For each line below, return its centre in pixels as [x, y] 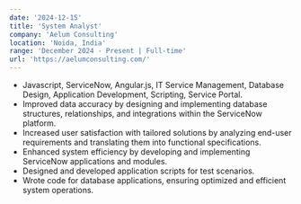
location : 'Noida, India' [58, 43]
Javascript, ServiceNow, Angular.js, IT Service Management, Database [153, 85]
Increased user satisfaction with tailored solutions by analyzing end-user [157, 133]
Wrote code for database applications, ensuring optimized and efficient [154, 180]
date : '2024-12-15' [46, 18]
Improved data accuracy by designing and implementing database [145, 104]
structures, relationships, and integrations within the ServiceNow [142, 114]
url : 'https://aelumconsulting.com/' [80, 59]
